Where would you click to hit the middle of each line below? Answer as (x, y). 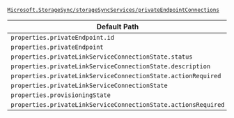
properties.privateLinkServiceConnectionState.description (111, 66)
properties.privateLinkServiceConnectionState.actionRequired (116, 76)
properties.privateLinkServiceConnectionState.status (102, 57)
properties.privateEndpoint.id (63, 37)
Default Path (118, 27)
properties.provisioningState (61, 95)
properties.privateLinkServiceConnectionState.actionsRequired (118, 105)
